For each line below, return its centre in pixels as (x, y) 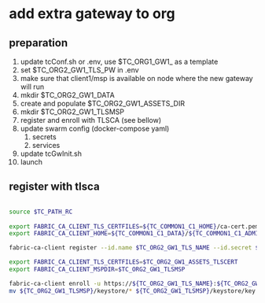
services (46, 145)
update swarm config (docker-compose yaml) (95, 128)
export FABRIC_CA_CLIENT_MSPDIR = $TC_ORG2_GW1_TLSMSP (97, 270)
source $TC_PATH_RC (41, 212)
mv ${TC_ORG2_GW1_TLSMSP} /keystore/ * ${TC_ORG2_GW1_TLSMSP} (110, 291)
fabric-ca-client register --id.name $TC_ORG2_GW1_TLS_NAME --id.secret (131, 248)
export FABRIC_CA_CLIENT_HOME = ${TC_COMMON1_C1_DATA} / (99, 234)
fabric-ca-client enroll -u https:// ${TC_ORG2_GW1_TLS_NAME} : (113, 283)
